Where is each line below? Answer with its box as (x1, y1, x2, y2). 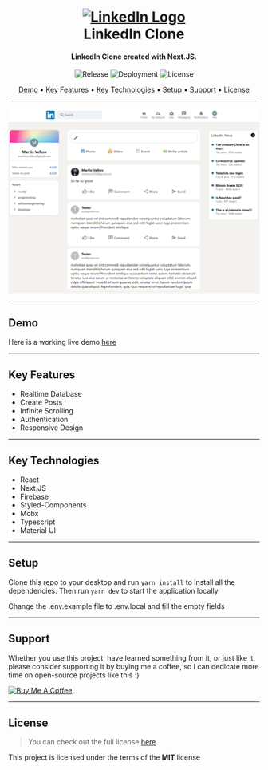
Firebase (19, 492, 49, 501)
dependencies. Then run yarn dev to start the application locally (8, 586, 219, 595)
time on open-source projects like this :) (8, 670, 140, 680)
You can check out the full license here (27, 737, 156, 747)
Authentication (19, 415, 69, 424)
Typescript (19, 517, 56, 527)
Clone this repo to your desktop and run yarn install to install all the (8, 577, 235, 586)
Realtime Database (19, 389, 82, 399)
